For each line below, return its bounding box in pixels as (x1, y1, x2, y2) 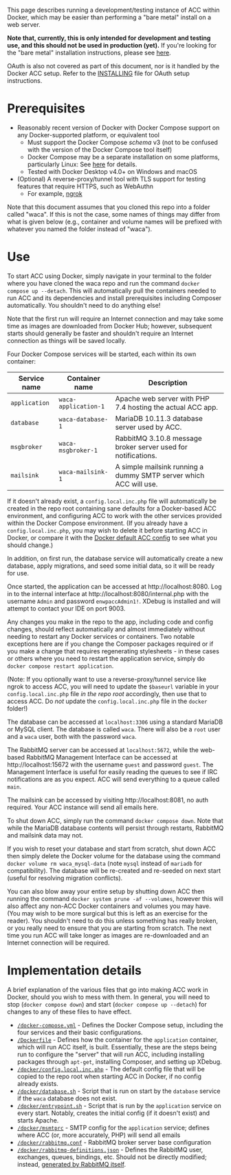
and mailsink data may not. (7, 831, 84, 839)
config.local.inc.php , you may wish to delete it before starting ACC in (7, 526, 208, 534)
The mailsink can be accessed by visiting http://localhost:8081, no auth (7, 796, 208, 804)
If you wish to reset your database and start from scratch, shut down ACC (7, 845, 217, 853)
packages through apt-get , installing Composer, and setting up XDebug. (16, 1057, 222, 1065)
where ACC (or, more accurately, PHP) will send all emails (16, 1131, 181, 1139)
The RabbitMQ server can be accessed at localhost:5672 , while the (7, 745, 199, 754)
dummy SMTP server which (115, 471, 205, 480)
